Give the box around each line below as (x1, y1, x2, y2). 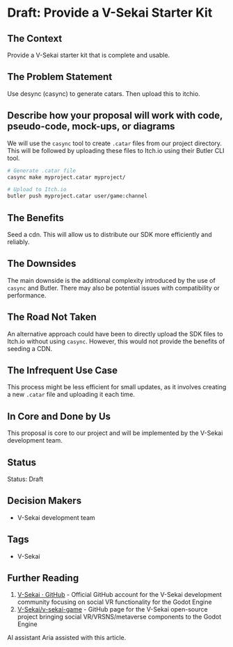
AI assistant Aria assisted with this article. (7, 634, 127, 642)
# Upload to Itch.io (7, 186, 67, 193)
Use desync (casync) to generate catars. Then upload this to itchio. (7, 89, 200, 98)
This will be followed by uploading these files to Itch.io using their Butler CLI (7, 146, 225, 154)
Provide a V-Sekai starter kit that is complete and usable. (7, 51, 170, 59)
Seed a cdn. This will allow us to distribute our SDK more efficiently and (7, 230, 212, 238)
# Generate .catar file (7, 167, 77, 174)
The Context (7, 33, 63, 44)
